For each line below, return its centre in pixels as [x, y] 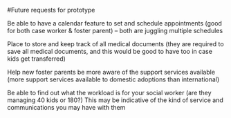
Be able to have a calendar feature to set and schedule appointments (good [115, 23]
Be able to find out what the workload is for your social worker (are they [110, 93]
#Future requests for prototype [51, 10]
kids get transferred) [36, 59]
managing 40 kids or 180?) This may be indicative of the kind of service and [115, 100]
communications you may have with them [66, 107]
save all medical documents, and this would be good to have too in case [110, 51]
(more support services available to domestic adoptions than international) [113, 79]
